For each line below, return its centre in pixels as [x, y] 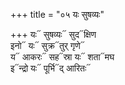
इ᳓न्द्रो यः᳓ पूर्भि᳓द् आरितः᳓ [51, 68]
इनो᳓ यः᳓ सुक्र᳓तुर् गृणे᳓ [47, 45]
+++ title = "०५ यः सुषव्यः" [57, 14]
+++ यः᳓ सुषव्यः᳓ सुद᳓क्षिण [53, 34]
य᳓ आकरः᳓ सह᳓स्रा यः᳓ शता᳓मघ [62, 57]
